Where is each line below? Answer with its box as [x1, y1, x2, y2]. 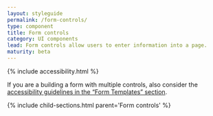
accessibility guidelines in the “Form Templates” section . [7, 87, 168, 96]
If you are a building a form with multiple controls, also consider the [7, 80, 198, 89]
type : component [7, 23, 54, 30]
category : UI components [7, 36, 78, 43]
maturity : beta [7, 49, 51, 56]
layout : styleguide [7, 10, 63, 17]
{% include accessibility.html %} [7, 67, 99, 76]
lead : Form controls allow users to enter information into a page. [7, 42, 208, 49]
